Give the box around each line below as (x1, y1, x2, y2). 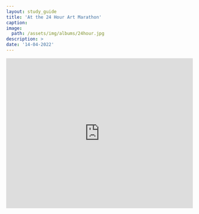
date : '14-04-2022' (6, 42, 54, 48)
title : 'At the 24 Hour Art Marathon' (6, 14, 102, 20)
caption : (6, 20, 28, 25)
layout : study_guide (6, 8, 57, 15)
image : (6, 25, 23, 31)
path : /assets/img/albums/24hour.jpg (11, 31, 105, 37)
